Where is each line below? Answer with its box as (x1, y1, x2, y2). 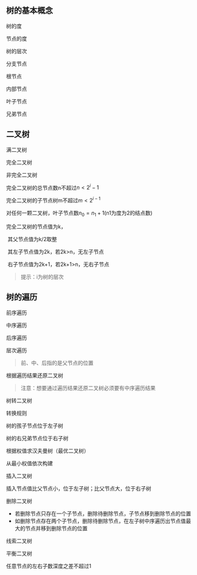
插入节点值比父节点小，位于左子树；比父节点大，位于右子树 (6, 485, 151, 492)
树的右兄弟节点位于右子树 (6, 434, 69, 441)
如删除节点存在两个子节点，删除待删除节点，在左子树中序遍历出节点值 (14, 517, 186, 524)
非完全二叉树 (6, 171, 37, 178)
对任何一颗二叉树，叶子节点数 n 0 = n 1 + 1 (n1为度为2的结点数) (6, 209, 153, 217)
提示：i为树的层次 (20, 273, 64, 280)
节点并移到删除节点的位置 (25, 525, 88, 532)
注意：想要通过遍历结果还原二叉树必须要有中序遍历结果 (20, 384, 156, 391)
